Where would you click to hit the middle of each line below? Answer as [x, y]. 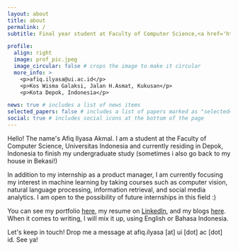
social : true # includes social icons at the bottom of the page [106, 118]
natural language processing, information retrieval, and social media [107, 189]
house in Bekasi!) [33, 160]
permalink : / [27, 27]
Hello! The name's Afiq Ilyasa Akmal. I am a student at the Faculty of [107, 138]
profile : [20, 47]
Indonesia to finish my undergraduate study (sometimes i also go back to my [119, 153]
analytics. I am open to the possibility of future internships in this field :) [112, 197]
